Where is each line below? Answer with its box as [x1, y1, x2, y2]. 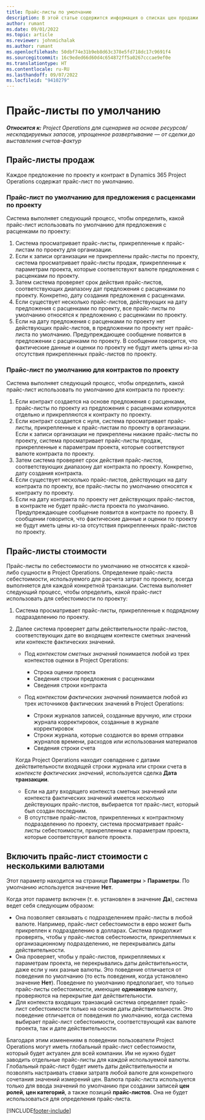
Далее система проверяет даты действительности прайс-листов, [15, 625, 188, 632]
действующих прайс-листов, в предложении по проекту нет [15, 324, 174, 332]
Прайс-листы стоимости [6, 546, 107, 556]
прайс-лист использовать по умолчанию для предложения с [6, 221, 166, 229]
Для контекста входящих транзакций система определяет [15, 999, 168, 1006]
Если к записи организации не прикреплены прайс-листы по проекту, [15, 253, 199, 260]
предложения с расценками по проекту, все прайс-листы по [15, 305, 176, 312]
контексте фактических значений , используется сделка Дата [15, 769, 177, 777]
